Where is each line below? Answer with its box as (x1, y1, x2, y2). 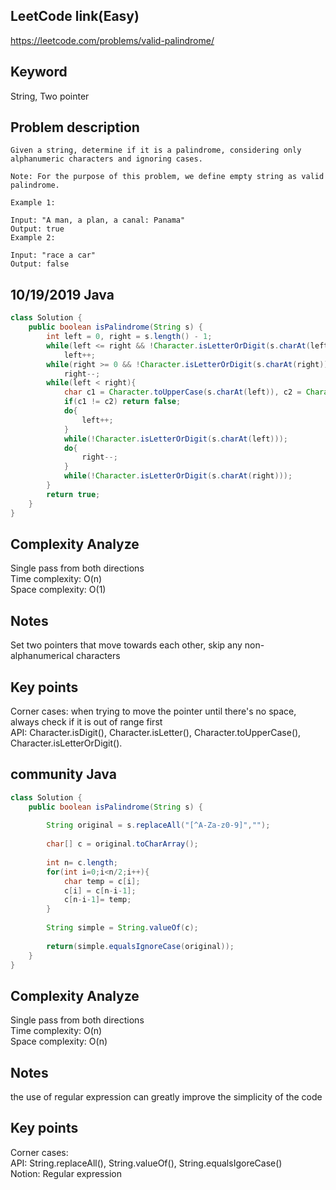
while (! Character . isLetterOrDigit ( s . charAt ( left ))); (63, 434, 288, 444)
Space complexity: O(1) (10, 584, 107, 596)
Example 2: (10, 233, 56, 243)
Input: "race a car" (10, 250, 97, 261)
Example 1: (10, 198, 56, 208)
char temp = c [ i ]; (63, 876, 141, 886)
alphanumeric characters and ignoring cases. (10, 154, 203, 164)
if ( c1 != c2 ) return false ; (63, 397, 182, 407)
